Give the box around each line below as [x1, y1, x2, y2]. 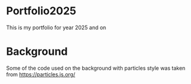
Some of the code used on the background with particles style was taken [6, 64, 186, 71]
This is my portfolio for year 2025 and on [6, 24, 107, 31]
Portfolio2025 [6, 4, 77, 18]
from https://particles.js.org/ [6, 70, 76, 78]
